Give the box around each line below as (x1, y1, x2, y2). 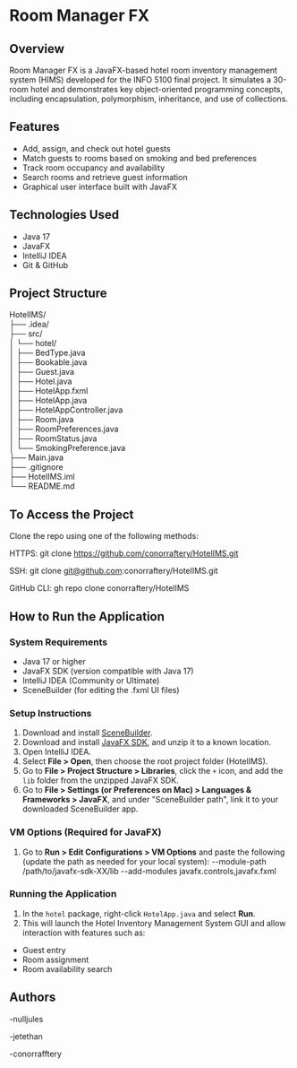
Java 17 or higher (21, 656, 87, 666)
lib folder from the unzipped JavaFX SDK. (21, 775, 179, 786)
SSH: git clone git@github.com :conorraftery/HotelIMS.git (9, 566, 218, 577)
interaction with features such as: (21, 927, 146, 938)
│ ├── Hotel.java (9, 376, 72, 386)
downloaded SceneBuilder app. (21, 803, 139, 814)
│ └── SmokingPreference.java (9, 443, 126, 454)
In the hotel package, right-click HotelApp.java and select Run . (21, 907, 257, 919)
